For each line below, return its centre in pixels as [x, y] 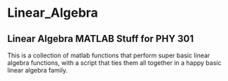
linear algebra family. [38, 70]
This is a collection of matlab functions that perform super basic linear [109, 55]
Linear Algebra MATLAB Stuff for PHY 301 [101, 39]
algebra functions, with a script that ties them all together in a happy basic [114, 63]
